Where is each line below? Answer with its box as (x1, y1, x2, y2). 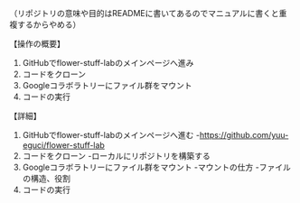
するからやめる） (16, 19, 81, 30)
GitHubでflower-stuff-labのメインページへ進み (22, 58, 194, 68)
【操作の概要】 (9, 39, 65, 49)
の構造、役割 (22, 173, 70, 183)
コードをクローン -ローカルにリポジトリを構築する (22, 151, 211, 161)
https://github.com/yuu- (199, 130, 289, 140)
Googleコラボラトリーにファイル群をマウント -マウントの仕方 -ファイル (22, 161, 291, 172)
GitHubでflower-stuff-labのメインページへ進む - (22, 130, 201, 140)
